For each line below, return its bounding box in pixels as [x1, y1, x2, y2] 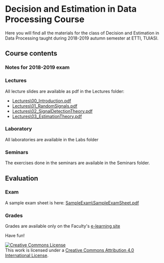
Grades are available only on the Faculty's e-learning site [5, 223, 120, 229]
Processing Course [5, 14, 85, 25]
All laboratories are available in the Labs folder [5, 136, 99, 142]
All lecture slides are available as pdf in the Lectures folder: [5, 88, 125, 94]
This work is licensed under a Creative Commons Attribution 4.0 [5, 247, 135, 253]
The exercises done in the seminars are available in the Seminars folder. [5, 160, 150, 166]
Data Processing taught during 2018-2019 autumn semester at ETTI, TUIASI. [5, 35, 159, 41]
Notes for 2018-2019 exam [5, 64, 70, 71]
